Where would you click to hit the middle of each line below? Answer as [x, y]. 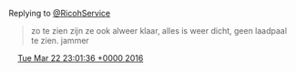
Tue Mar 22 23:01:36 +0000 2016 [80, 58]
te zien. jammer [60, 41]
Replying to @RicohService [60, 13]
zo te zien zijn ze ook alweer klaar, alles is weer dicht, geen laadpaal [159, 31]
